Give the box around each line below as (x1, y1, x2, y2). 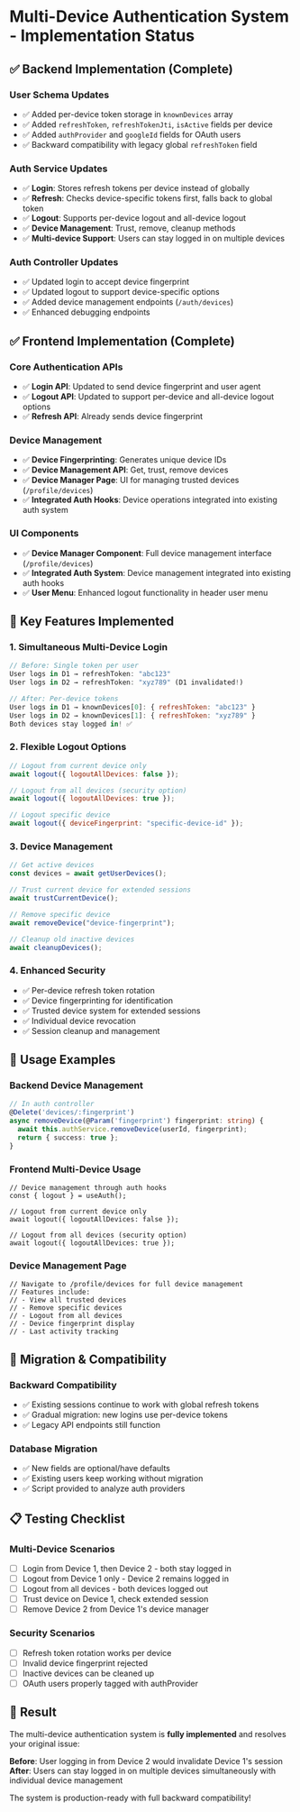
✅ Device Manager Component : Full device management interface (22, 547, 272, 558)
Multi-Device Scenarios (9, 1542, 115, 1555)
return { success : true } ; (17, 1133, 119, 1142)
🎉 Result (9, 1705, 57, 1720)
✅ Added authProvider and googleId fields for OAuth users (22, 129, 241, 140)
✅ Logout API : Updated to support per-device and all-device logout (22, 391, 275, 402)
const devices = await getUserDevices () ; (9, 869, 168, 878)
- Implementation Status (9, 25, 195, 46)
